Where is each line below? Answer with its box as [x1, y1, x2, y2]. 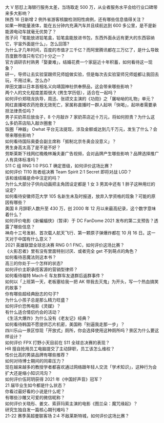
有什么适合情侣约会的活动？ [5, 309, 61, 315]
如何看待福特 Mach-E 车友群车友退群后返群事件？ [5, 273, 105, 278]
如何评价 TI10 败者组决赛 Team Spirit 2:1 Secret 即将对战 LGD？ [5, 169, 132, 175]
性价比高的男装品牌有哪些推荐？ [5, 352, 69, 358]
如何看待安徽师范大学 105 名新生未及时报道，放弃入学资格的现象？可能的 [5, 193, 151, 199]
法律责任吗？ [9, 108, 35, 114]
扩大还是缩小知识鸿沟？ [5, 370, 52, 376]
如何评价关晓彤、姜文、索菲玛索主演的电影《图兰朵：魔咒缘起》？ [5, 401, 138, 406]
